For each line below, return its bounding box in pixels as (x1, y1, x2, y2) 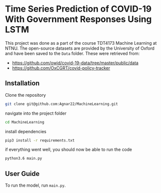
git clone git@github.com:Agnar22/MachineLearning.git (5, 101, 118, 106)
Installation (5, 79, 40, 88)
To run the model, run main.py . (5, 182, 66, 188)
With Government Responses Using (5, 14, 152, 25)
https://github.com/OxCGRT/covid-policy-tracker (12, 65, 111, 71)
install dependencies (5, 128, 47, 134)
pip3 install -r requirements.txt (5, 138, 75, 143)
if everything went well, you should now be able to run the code (5, 147, 132, 153)
